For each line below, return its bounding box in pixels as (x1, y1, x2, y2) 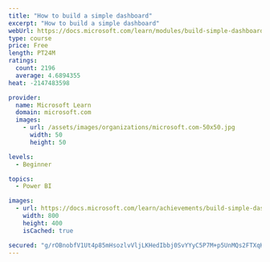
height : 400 (22, 219, 63, 227)
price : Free (8, 42, 48, 50)
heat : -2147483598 (8, 79, 70, 87)
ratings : (8, 57, 38, 65)
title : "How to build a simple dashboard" (8, 11, 153, 20)
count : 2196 (15, 64, 56, 72)
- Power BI (15, 182, 52, 190)
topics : (8, 174, 35, 183)
